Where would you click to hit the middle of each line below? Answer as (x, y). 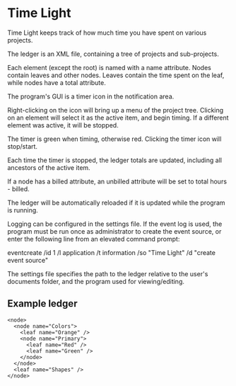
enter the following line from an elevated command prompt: (94, 239)
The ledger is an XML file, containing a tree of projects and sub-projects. (113, 54)
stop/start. (22, 146)
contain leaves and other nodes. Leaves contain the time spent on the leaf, (116, 75)
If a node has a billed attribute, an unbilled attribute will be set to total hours (117, 181)
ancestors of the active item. (49, 167)
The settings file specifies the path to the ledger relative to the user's (108, 273)
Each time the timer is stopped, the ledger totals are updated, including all (115, 160)
